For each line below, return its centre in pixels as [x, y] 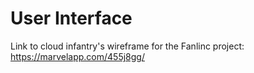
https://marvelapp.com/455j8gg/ [77, 56]
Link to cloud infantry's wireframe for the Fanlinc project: [127, 46]
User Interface [71, 18]
